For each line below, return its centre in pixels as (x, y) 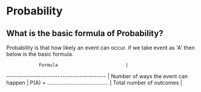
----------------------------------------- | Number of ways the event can (97, 76)
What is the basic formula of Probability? (85, 33)
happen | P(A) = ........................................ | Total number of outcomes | (94, 83)
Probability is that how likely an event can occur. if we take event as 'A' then (100, 48)
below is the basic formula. (40, 54)
